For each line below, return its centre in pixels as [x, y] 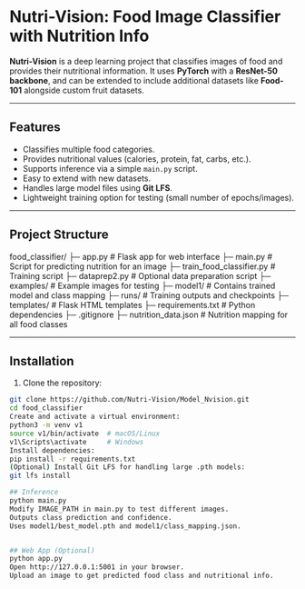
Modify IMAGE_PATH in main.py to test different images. [119, 509]
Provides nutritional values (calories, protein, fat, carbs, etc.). [137, 159]
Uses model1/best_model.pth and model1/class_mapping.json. [126, 526]
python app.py [36, 559]
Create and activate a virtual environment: [95, 417]
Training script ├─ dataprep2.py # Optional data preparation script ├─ [140, 275]
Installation [42, 361]
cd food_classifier [46, 408]
